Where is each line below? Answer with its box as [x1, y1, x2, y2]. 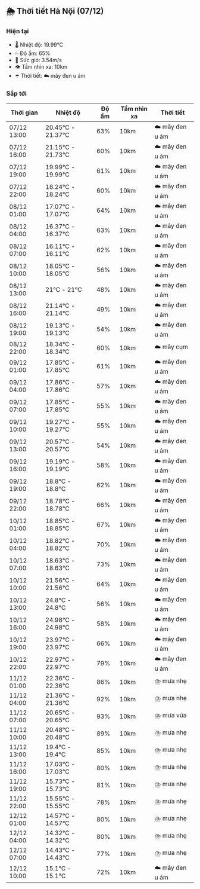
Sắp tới [6, 89, 27, 97]
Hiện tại [6, 27, 29, 35]
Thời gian [11, 108, 39, 117]
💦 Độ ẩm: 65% [14, 50, 51, 57]
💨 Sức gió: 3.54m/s [14, 56, 62, 63]
